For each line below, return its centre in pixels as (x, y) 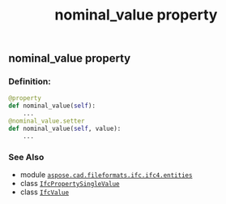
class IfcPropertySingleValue (70, 184)
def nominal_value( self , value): (65, 128)
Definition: (30, 81)
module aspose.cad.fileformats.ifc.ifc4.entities (106, 175)
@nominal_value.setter (47, 121)
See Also (26, 157)
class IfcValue (45, 192)
